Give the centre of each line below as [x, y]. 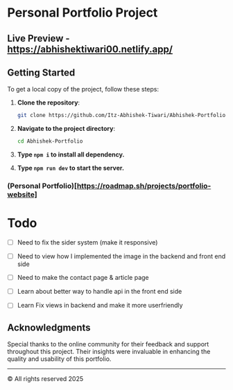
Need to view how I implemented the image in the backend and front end [121, 256]
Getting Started [41, 72]
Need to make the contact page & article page [83, 278]
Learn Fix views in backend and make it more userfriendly [100, 305]
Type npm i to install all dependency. [71, 154]
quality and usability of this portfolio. [59, 359]
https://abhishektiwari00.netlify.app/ [90, 49]
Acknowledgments [49, 327]
